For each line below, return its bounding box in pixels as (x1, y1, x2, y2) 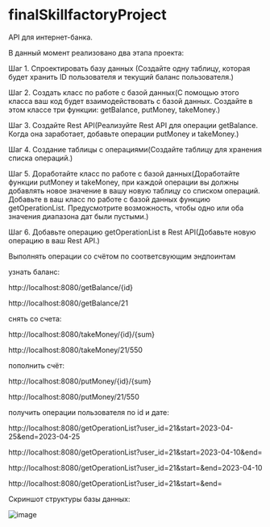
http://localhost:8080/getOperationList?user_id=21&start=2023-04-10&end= (8, 447, 263, 457)
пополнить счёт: (8, 360, 64, 370)
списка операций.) (8, 153, 73, 163)
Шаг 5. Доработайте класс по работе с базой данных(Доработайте (8, 168, 240, 178)
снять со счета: (8, 313, 62, 323)
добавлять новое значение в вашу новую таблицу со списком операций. (8, 185, 260, 195)
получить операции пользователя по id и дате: (8, 407, 169, 417)
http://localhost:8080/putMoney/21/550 (8, 392, 139, 401)
